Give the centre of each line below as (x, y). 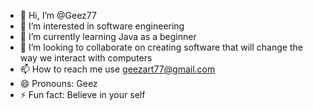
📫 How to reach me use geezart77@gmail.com (117, 69)
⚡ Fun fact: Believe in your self (82, 94)
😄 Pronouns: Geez (58, 83)
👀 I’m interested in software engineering (102, 26)
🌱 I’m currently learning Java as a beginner (108, 36)
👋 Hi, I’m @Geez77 (58, 15)
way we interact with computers (86, 58)
